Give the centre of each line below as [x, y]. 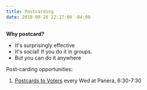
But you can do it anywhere [48, 58]
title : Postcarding [30, 11]
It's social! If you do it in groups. [54, 51]
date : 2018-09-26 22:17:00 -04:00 [49, 17]
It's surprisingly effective [45, 45]
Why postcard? [25, 34]
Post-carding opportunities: [39, 69]
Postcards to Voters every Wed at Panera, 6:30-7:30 [78, 81]
